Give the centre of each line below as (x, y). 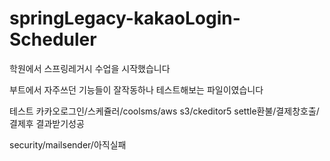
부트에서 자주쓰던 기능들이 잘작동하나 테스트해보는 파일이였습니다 (136, 89)
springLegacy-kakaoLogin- (125, 18)
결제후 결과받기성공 (47, 123)
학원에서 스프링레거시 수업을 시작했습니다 (90, 68)
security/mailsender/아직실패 (68, 144)
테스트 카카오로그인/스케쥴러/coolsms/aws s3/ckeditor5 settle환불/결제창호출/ (164, 111)
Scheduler (53, 39)
